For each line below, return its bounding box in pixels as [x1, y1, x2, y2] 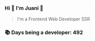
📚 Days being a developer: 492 [5, 29, 83, 36]
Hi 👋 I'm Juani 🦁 [5, 5, 44, 12]
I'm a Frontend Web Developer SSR [17, 16, 90, 22]
